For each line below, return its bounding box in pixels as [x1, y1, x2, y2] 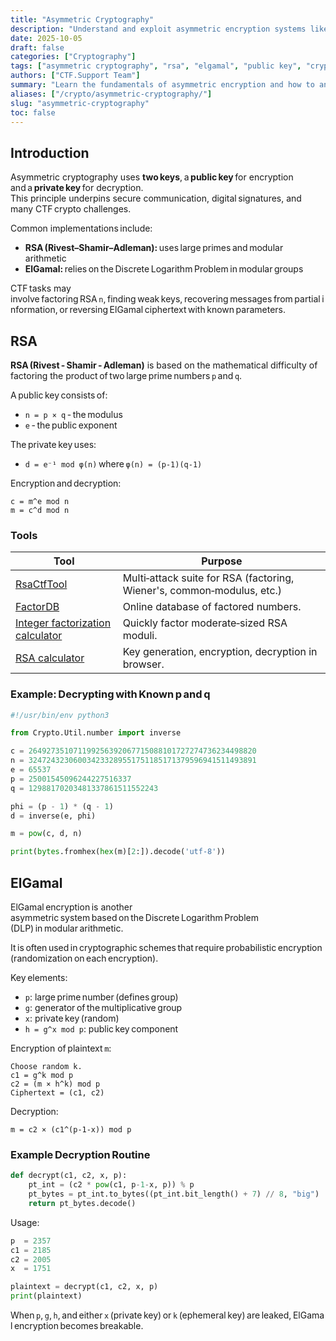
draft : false [10, 42, 65, 53]
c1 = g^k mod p [10, 1071, 74, 1081]
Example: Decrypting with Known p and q [10, 687, 211, 701]
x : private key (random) [24, 1012, 120, 1025]
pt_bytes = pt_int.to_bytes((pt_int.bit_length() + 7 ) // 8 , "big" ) [28, 1189, 320, 1200]
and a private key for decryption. [10, 182, 144, 194]
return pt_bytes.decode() [28, 1198, 137, 1208]
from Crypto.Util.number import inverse [10, 728, 182, 738]
